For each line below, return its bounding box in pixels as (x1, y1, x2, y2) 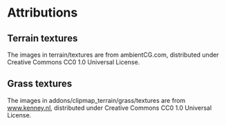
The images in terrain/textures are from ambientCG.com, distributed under (7, 50, 219, 59)
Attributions (7, 5, 78, 21)
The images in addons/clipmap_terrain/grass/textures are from (7, 96, 186, 104)
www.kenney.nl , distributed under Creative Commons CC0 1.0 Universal (7, 104, 212, 112)
